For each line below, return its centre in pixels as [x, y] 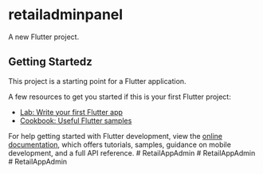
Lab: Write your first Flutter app [71, 112]
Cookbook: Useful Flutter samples [76, 121]
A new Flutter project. [44, 37]
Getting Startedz [51, 62]
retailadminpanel [66, 15]
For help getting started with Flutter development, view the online [116, 136]
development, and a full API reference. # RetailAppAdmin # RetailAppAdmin [132, 152]
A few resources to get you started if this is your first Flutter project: [120, 97]
